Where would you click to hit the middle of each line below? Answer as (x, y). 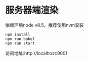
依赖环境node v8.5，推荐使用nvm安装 (45, 25)
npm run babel (20, 39)
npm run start (20, 43)
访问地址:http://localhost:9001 (36, 53)
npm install (18, 34)
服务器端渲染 (32, 10)
